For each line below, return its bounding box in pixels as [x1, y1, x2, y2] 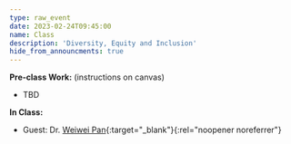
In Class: [9, 107, 44, 118]
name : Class [9, 30, 55, 39]
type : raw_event [9, 13, 71, 23]
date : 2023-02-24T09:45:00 [9, 22, 112, 31]
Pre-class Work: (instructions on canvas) [9, 72, 166, 82]
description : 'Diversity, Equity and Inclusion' [9, 38, 197, 48]
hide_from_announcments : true [9, 47, 125, 56]
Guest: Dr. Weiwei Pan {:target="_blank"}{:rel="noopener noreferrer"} [22, 124, 282, 136]
